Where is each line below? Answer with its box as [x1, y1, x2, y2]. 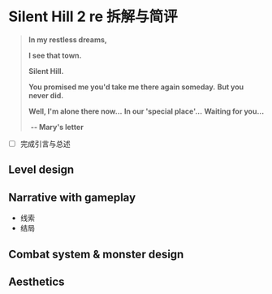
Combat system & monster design [8, 247, 184, 261]
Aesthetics [8, 275, 65, 288]
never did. [28, 90, 64, 100]
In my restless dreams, [28, 34, 107, 45]
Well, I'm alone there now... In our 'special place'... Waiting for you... [28, 106, 265, 116]
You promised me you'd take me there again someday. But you [28, 82, 244, 92]
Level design [8, 163, 75, 177]
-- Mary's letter [30, 122, 84, 132]
